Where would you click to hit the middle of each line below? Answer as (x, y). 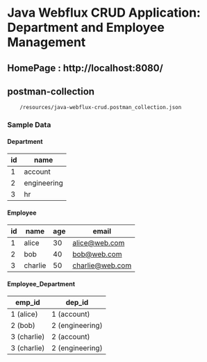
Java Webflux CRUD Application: (104, 13)
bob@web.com (97, 254)
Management (47, 42)
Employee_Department (41, 284)
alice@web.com (99, 242)
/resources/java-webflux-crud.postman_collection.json (101, 108)
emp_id (27, 302)
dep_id (77, 302)
